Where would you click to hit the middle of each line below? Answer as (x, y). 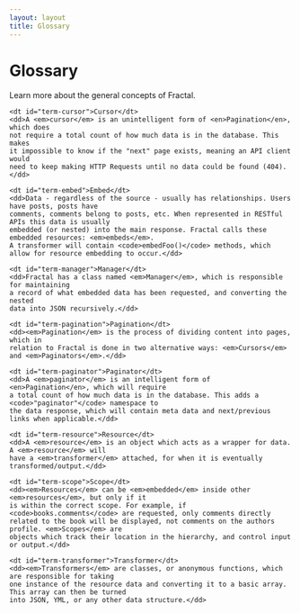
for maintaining (40, 285)
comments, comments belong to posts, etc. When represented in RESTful (146, 214)
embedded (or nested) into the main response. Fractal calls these (138, 230)
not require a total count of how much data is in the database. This (144, 136)
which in (26, 340)
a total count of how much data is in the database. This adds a (134, 396)
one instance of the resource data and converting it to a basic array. (148, 585)
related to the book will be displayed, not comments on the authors (142, 522)
